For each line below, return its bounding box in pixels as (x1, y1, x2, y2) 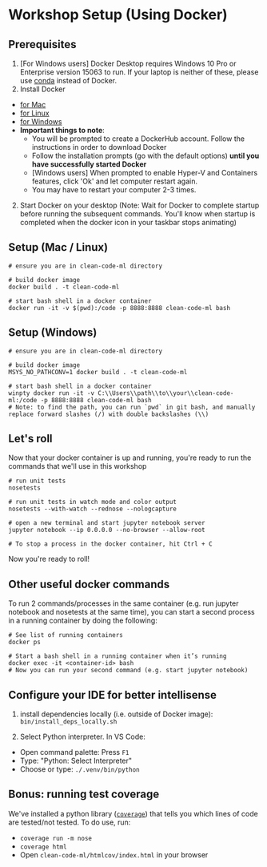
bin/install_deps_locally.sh (19, 718, 118, 726)
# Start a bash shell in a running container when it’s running (8, 652, 227, 660)
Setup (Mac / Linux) (8, 240, 109, 254)
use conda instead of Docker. (19, 76, 118, 85)
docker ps (8, 639, 42, 647)
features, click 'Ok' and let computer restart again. (31, 176, 198, 186)
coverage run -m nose (19, 834, 92, 842)
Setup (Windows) (8, 326, 98, 340)
